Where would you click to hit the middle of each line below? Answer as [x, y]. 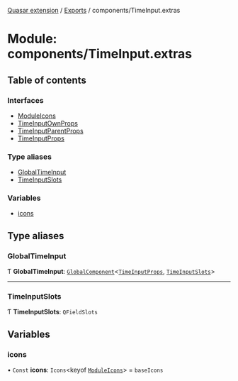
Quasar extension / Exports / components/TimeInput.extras [94, 10]
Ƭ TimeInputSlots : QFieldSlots [52, 312]
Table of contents [47, 80]
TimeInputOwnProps [47, 123]
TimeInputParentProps [50, 131]
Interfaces [25, 100]
